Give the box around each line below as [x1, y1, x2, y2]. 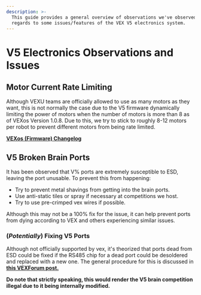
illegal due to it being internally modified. [6, 282, 111, 290]
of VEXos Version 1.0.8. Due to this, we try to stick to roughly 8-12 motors [6, 117, 187, 124]
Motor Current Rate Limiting [6, 82, 112, 92]
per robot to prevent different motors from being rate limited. [6, 123, 156, 130]
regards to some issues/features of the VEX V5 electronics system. [11, 20, 186, 26]
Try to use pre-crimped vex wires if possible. [14, 199, 126, 206]
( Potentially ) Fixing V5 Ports [6, 232, 90, 240]
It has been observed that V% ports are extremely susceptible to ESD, [6, 168, 178, 175]
